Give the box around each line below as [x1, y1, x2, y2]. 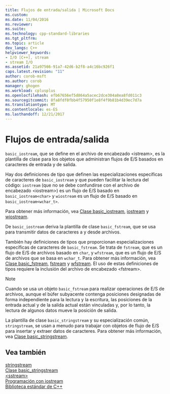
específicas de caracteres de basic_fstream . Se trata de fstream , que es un [5, 244, 163, 250]
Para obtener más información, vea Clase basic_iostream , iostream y [5, 208, 149, 214]
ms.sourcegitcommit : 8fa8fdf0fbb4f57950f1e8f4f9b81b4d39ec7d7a [5, 97, 142, 102]
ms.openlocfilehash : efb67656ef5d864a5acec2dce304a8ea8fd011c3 [5, 93, 142, 98]
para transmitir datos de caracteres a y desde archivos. [5, 229, 121, 235]
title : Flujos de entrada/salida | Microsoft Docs [5, 7, 115, 13]
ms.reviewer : [5, 21, 33, 27]
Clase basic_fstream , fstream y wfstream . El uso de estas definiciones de [5, 260, 158, 267]
